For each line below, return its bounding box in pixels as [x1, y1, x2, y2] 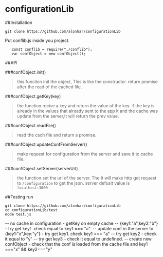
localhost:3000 [17, 185, 48, 190]
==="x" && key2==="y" [5, 246, 53, 252]
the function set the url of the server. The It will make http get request [17, 175, 157, 181]
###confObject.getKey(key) [5, 93, 61, 99]
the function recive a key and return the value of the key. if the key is [17, 102, 155, 108]
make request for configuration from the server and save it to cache [17, 151, 153, 157]
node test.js [5, 212, 32, 217]
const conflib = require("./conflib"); [11, 47, 92, 52]
